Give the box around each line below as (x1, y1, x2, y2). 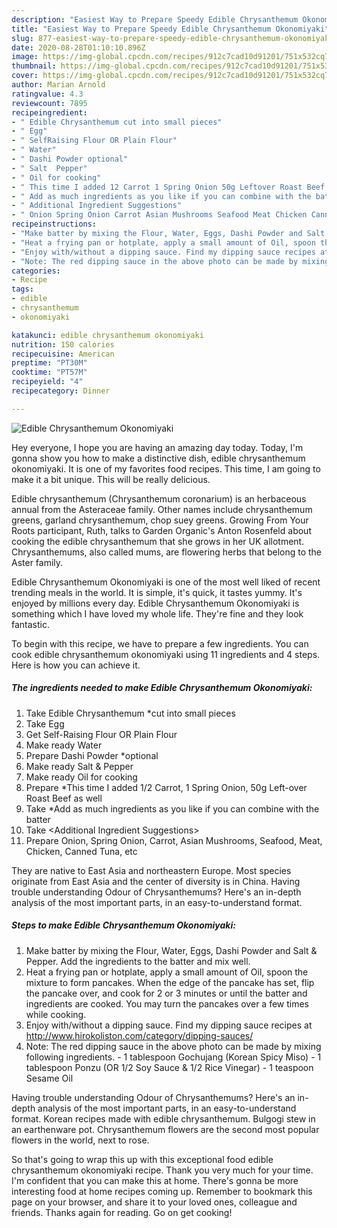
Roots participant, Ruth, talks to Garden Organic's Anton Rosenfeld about (11, 524, 312, 536)
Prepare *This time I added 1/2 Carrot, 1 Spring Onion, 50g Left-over (25, 781, 308, 793)
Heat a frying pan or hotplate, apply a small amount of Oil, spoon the (25, 966, 309, 978)
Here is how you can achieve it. (11, 659, 141, 671)
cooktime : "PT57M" (11, 367, 88, 378)
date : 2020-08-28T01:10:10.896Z (11, 42, 146, 53)
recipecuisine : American (11, 349, 115, 359)
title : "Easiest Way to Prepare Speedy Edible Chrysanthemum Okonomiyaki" (11, 24, 330, 34)
